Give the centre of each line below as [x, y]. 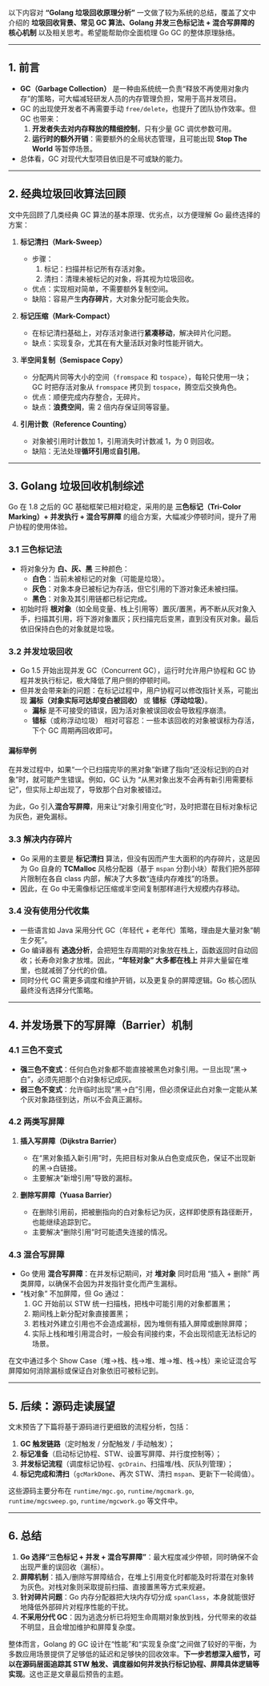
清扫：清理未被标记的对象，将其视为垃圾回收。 [121, 279]
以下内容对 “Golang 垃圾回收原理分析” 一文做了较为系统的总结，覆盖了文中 [132, 12]
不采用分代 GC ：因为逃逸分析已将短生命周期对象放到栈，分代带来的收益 [138, 1616]
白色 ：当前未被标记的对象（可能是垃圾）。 [100, 578]
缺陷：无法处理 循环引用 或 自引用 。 [88, 451]
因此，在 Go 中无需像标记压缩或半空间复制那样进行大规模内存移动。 [132, 888]
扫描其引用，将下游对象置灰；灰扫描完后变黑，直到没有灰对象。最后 [146, 618]
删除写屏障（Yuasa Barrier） [68, 1195]
